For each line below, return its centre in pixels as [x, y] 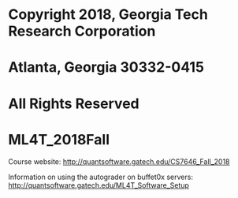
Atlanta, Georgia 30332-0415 [106, 67]
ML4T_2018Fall [59, 139]
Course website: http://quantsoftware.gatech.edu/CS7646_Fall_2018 [119, 161]
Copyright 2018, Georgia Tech [108, 15]
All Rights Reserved [74, 103]
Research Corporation [82, 31]
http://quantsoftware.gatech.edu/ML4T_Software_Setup [99, 185]
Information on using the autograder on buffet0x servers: [100, 177]
